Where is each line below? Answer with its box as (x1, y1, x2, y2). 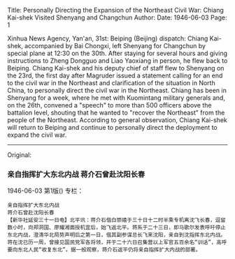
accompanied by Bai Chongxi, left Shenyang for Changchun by (24, 42, 206, 50)
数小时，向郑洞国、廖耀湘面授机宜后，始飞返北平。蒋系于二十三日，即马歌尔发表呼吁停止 (7, 224, 226, 231)
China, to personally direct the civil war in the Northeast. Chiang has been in (7, 87, 227, 94)
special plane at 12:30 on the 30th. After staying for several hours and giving (7, 49, 228, 57)
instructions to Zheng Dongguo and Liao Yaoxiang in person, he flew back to (7, 57, 228, 65)
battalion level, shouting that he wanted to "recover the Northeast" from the (7, 108, 225, 117)
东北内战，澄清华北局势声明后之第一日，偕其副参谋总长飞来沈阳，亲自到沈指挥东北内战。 (7, 232, 226, 239)
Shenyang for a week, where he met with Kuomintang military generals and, (7, 94, 226, 102)
